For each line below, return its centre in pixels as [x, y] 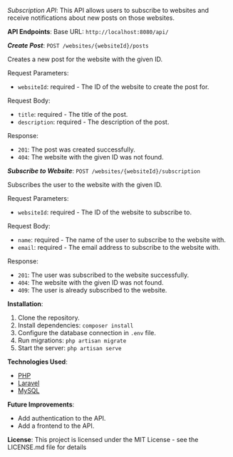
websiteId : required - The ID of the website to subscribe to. [105, 212]
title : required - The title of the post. [73, 114]
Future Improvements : [41, 404]
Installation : [25, 304]
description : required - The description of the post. [93, 122]
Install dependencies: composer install [76, 325]
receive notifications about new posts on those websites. [91, 18]
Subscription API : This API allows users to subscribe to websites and [108, 10]
